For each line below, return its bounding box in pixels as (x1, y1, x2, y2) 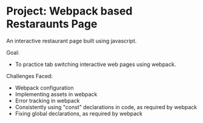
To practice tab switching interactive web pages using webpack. (15, 61, 176, 68)
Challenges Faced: (6, 72, 53, 79)
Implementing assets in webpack (15, 90, 98, 98)
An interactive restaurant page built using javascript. (6, 37, 137, 44)
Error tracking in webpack (15, 97, 80, 104)
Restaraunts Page (6, 17, 98, 31)
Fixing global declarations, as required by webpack (15, 110, 143, 117)
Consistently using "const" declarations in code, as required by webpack (15, 103, 198, 110)
